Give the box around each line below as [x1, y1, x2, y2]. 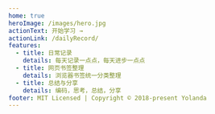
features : [8, 42, 42, 50]
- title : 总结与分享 [15, 79, 79, 87]
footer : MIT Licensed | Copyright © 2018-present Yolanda [8, 94, 207, 102]
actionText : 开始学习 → [8, 26, 83, 35]
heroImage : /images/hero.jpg [8, 19, 106, 27]
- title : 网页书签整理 [15, 64, 85, 72]
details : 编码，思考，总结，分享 [23, 86, 122, 95]
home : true [8, 11, 45, 20]
